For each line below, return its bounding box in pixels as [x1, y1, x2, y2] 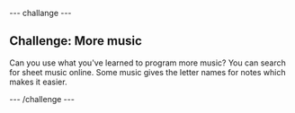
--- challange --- [9, 8, 72, 18]
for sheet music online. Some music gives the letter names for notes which [9, 66, 286, 77]
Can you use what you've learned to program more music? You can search [9, 57, 286, 68]
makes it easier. [9, 76, 67, 87]
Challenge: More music [9, 33, 142, 48]
